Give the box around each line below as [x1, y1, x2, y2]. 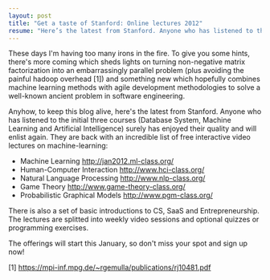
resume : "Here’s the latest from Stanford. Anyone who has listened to [8, 26, 253, 34]
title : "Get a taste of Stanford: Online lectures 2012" [8, 19, 203, 27]
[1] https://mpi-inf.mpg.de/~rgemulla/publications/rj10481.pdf [8, 262, 211, 273]
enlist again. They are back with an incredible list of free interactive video [8, 132, 251, 142]
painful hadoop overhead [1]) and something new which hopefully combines [8, 74, 261, 84]
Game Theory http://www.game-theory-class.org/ [19, 182, 186, 192]
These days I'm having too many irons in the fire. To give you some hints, [8, 49, 251, 59]
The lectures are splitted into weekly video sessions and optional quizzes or [8, 214, 260, 225]
